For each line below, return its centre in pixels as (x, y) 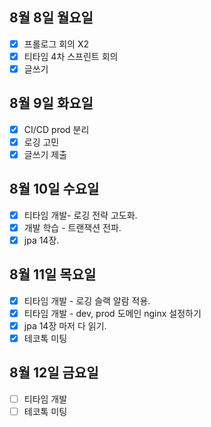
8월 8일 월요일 (51, 18)
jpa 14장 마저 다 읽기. (65, 325)
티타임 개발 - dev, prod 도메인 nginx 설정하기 (112, 313)
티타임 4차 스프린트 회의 (71, 56)
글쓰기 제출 (45, 154)
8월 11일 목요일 (53, 274)
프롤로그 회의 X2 (56, 44)
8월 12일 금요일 (54, 373)
